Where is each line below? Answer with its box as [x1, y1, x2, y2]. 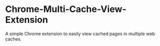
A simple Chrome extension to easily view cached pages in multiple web [5, 30, 155, 36]
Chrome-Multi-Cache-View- [5, 3, 127, 15]
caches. [5, 36, 22, 42]
